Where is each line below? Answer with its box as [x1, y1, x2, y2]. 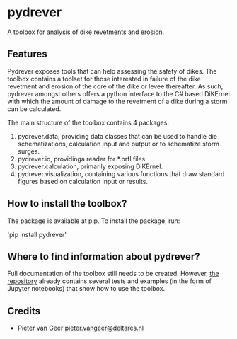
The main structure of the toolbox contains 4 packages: [7, 118, 170, 127]
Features [7, 48, 47, 60]
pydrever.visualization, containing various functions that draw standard [17, 169, 225, 178]
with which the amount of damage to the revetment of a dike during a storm [7, 97, 228, 105]
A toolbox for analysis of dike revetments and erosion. [7, 28, 165, 36]
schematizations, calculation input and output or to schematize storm [17, 139, 220, 148]
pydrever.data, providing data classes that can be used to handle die [17, 132, 218, 140]
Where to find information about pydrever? [7, 251, 200, 263]
